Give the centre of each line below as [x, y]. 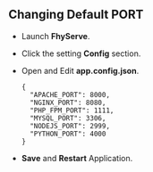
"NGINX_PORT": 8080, [68, 102]
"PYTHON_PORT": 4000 [68, 134]
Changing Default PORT [76, 15]
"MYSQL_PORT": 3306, [68, 118]
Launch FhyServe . [55, 36]
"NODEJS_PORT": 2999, [70, 126]
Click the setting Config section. [81, 53]
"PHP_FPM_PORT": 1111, [72, 111]
